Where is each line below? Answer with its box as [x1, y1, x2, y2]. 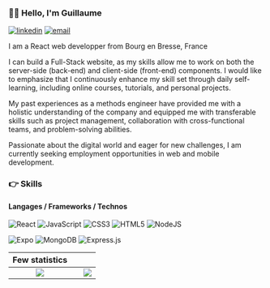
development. [8, 157, 54, 167]
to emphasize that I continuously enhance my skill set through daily [8, 75, 234, 84]
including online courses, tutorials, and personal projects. [39, 83, 231, 92]
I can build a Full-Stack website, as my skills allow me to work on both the [8, 57, 255, 67]
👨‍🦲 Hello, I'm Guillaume [8, 7, 103, 19]
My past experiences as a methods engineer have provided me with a [8, 99, 242, 109]
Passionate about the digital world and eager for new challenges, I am [8, 140, 242, 150]
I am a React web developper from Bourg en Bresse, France [8, 41, 208, 51]
